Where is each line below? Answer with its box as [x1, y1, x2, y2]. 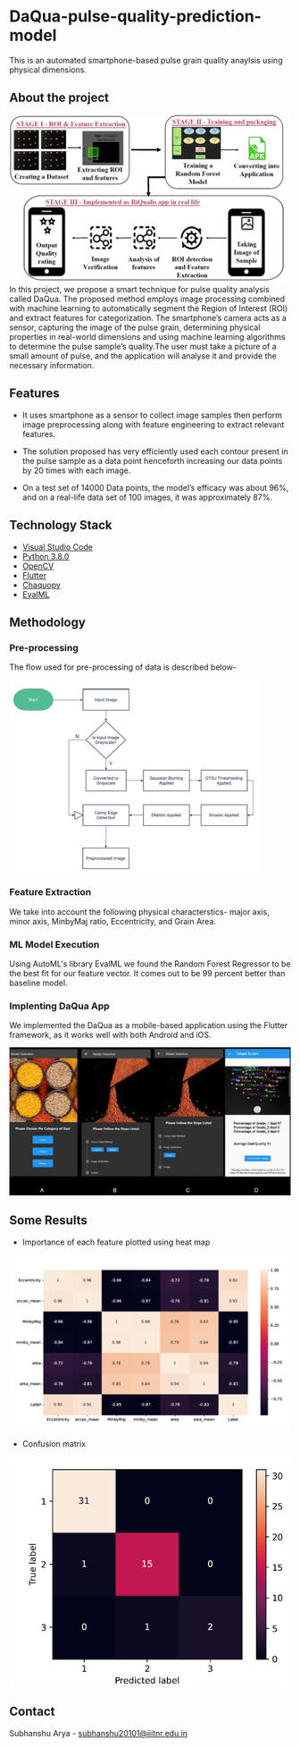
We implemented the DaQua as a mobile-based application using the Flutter [9, 1020, 288, 1031]
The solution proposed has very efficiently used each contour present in [21, 445, 288, 457]
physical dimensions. [9, 64, 87, 75]
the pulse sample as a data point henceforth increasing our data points [21, 455, 283, 466]
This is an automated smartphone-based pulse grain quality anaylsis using [9, 55, 283, 65]
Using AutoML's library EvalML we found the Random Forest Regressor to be [9, 958, 291, 969]
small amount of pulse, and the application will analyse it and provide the [9, 350, 277, 361]
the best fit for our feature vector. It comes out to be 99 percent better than [9, 967, 286, 978]
